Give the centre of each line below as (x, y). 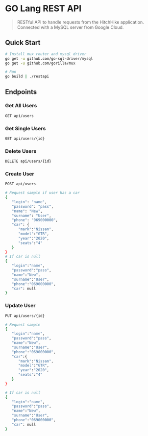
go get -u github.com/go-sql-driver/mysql (49, 59)
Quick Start (23, 43)
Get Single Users (25, 128)
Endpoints (21, 92)
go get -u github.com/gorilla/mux (40, 63)
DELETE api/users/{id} (28, 161)
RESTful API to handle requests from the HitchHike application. (80, 22)
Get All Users (21, 106)
